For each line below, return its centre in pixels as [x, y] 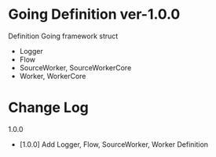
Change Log [48, 108]
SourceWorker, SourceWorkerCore [75, 67]
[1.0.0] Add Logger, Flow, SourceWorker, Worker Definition [114, 144]
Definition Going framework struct [63, 36]
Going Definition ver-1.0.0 [94, 14]
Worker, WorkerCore [53, 76]
